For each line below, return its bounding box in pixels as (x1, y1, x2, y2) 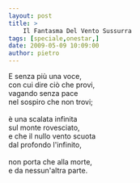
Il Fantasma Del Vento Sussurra (23, 27, 132, 35)
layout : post (8, 11, 53, 20)
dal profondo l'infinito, (8, 140, 83, 149)
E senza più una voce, (8, 72, 83, 81)
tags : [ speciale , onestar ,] (8, 34, 100, 43)
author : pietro (8, 49, 60, 57)
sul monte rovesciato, (8, 123, 80, 132)
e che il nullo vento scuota (8, 131, 96, 141)
